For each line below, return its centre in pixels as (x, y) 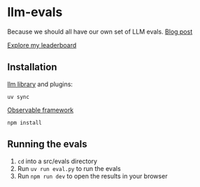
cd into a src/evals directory (57, 161)
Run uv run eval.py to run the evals (69, 168)
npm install (24, 123)
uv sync (19, 97)
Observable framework (41, 110)
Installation (32, 67)
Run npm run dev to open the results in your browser (92, 176)
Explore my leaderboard (42, 45)
